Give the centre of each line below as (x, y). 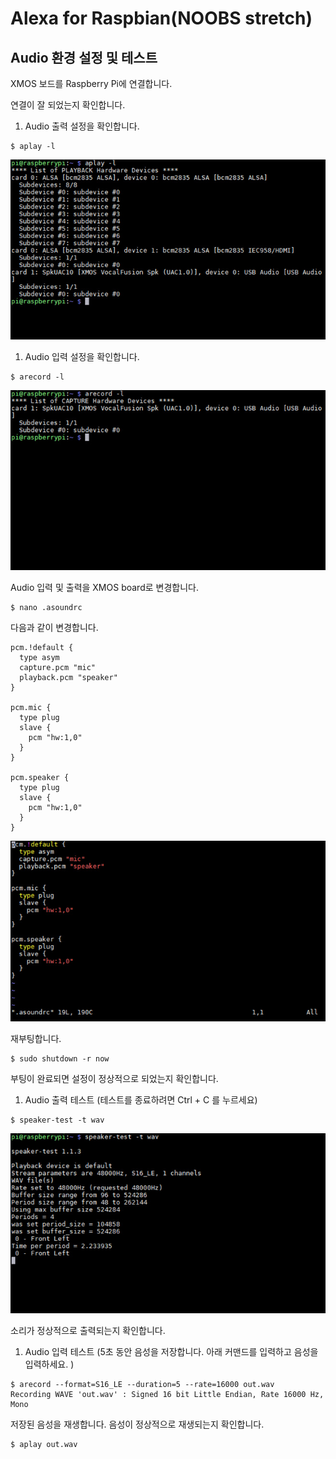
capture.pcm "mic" (58, 668)
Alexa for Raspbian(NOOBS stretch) (161, 18)
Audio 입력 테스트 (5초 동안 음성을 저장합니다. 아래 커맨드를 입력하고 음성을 (171, 1351)
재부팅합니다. (36, 1038)
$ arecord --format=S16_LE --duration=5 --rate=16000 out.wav (142, 1384)
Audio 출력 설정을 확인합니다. (82, 126)
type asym (39, 658)
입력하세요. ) (49, 1364)
